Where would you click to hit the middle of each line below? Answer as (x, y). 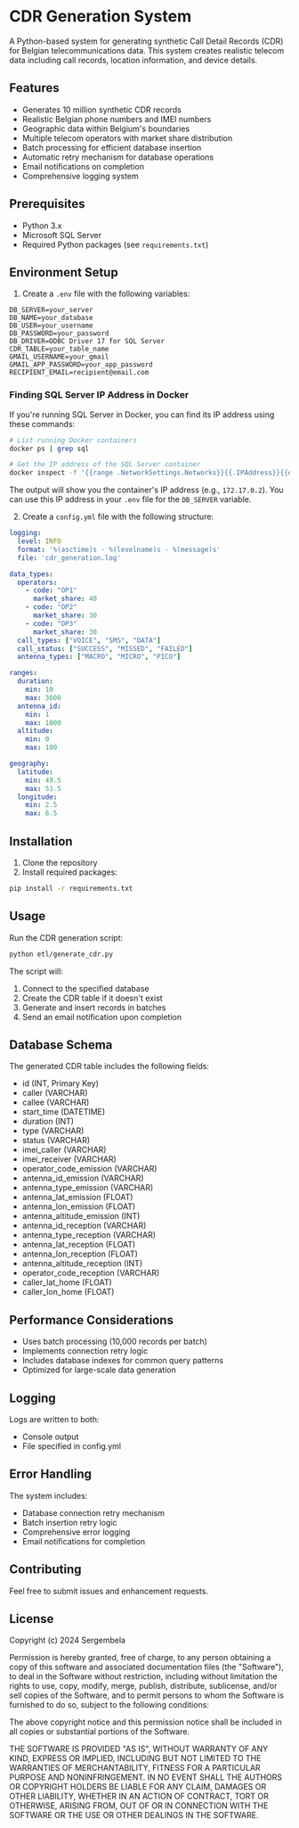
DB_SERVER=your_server (51, 310)
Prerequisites (47, 204)
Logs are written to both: (54, 1419)
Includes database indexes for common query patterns (123, 1361)
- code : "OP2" (51, 607)
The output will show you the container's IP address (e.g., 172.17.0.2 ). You (146, 490)
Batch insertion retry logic (69, 1522)
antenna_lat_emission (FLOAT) (77, 1198)
